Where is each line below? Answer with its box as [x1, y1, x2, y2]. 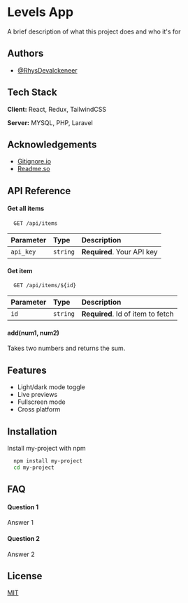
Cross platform [17, 405, 61, 414]
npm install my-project [13, 458, 82, 465]
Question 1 [7, 502, 39, 511]
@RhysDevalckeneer [17, 66, 78, 74]
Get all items [7, 204, 45, 213]
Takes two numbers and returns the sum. [7, 344, 126, 353]
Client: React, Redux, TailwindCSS [7, 105, 107, 113]
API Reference [7, 184, 71, 196]
